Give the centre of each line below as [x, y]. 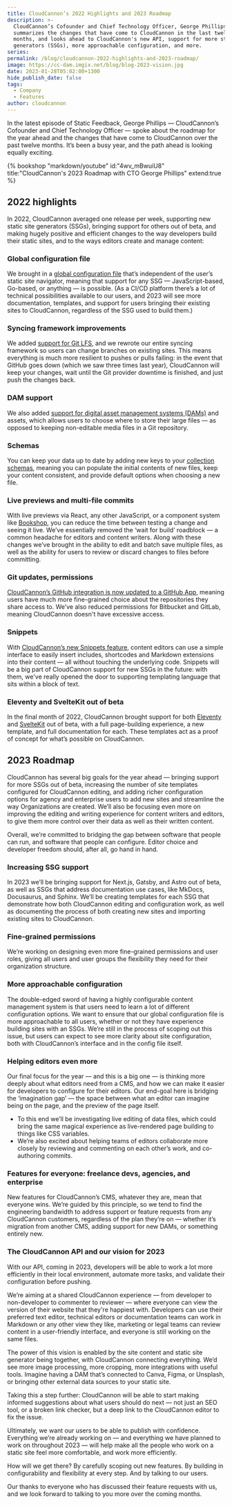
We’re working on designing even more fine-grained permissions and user [113, 952]
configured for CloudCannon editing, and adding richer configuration [105, 792]
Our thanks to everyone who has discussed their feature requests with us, [112, 1486]
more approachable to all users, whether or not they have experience [105, 1021]
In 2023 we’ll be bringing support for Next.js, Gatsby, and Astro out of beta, [114, 882]
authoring [31, 1156]
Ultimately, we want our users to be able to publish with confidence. [104, 1430]
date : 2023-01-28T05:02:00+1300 [54, 71]
